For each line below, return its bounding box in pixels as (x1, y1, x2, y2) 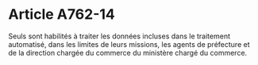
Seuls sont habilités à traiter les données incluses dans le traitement (8, 31, 231, 41)
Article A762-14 (8, 5, 115, 23)
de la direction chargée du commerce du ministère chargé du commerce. (8, 48, 248, 57)
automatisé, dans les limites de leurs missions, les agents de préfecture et (8, 39, 250, 49)
